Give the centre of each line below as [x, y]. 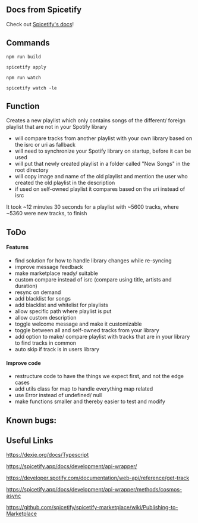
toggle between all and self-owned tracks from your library [87, 330]
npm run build [24, 57]
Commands [28, 43]
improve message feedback [49, 267]
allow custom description [45, 318]
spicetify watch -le [32, 88]
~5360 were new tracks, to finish [47, 213]
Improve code [24, 363]
